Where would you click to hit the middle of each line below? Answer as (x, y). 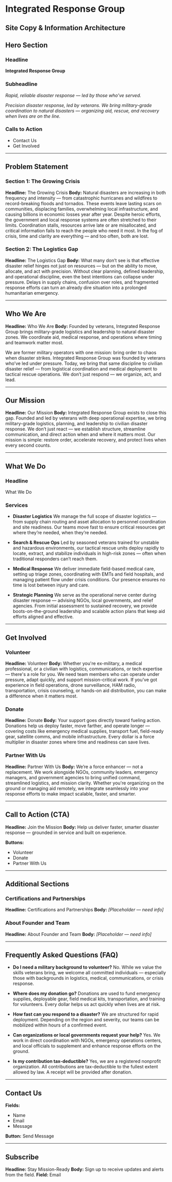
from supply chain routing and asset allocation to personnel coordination (89, 522)
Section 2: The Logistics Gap (42, 249)
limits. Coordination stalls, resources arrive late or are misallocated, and (81, 225)
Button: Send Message (30, 1136)
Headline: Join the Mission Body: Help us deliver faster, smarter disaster (82, 827)
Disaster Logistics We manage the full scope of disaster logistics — (84, 516)
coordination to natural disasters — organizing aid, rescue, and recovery (82, 111)
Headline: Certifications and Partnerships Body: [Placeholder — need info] (84, 910)
